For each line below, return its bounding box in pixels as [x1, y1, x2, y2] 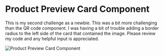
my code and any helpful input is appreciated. [5, 36, 99, 42]
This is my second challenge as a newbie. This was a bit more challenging [5, 20, 158, 26]
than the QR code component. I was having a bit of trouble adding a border [5, 25, 159, 31]
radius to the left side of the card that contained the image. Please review [5, 30, 156, 36]
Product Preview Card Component [5, 3, 150, 15]
